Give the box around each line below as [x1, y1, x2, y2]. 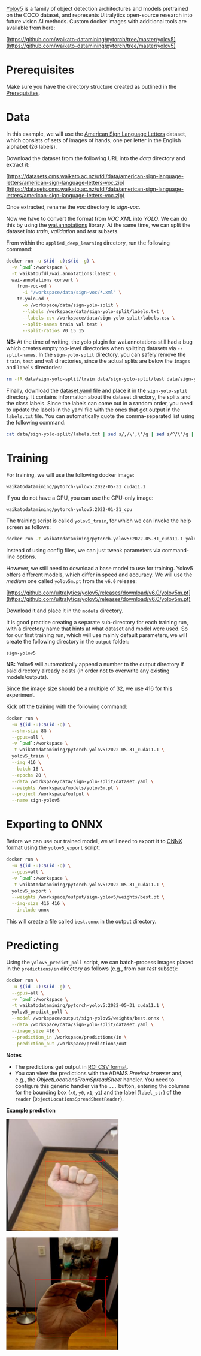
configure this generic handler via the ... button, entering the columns [14, 1082, 190, 1089]
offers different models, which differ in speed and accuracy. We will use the [6, 571, 193, 578]
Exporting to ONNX [6, 818, 103, 831]
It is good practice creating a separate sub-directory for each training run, [6, 618, 188, 626]
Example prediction [6, 1107, 56, 1114]
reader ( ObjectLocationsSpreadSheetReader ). [14, 1095, 124, 1102]
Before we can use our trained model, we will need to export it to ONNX [6, 838, 182, 845]
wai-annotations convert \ [11, 277, 79, 283]
